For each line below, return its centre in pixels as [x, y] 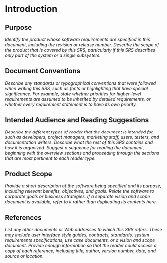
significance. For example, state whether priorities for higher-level [73, 94]
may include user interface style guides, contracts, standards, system [77, 235]
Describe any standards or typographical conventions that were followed [81, 83]
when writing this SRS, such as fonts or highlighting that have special [77, 88]
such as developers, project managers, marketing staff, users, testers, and [82, 137]
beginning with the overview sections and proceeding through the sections [82, 153]
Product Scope [29, 174]
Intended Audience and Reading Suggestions [77, 120]
